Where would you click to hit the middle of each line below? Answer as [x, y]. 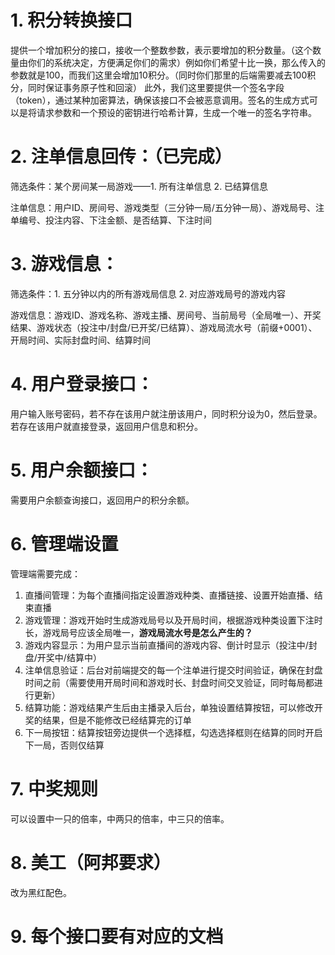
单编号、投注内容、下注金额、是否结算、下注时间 [111, 220]
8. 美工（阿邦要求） [91, 862]
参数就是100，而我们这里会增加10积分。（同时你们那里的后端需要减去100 [159, 75]
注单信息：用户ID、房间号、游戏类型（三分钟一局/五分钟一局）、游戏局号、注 [167, 207]
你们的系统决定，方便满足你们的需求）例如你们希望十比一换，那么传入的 [176, 62]
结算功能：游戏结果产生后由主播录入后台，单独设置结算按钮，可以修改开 [173, 707]
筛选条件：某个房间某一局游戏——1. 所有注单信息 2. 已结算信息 [139, 186]
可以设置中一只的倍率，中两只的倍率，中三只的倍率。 [120, 818]
